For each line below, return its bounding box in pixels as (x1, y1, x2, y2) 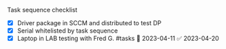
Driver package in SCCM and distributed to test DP (17, 19, 162, 27)
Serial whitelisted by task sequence (17, 27, 119, 35)
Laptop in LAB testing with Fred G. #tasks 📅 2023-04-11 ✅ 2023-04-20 (17, 34, 219, 43)
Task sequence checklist (7, 6, 78, 14)
